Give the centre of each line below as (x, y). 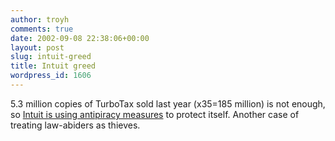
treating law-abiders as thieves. (75, 125)
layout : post (37, 47)
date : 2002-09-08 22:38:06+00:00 (80, 38)
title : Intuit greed (53, 66)
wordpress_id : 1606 (51, 76)
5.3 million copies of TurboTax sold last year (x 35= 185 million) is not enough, (168, 103)
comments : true (42, 29)
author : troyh (40, 19)
